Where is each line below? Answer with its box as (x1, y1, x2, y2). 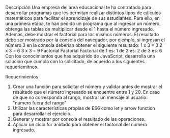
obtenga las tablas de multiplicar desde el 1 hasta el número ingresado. (5, 26, 154, 32)
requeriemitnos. (5, 64, 39, 70)
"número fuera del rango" (12, 100, 67, 106)
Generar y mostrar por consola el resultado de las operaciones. (12, 116, 146, 122)
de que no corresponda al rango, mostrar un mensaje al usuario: (12, 94, 148, 100)
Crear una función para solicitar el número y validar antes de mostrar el (12, 84, 162, 90)
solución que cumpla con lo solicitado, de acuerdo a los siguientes (5, 59, 145, 64)
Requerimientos (5, 74, 39, 79)
